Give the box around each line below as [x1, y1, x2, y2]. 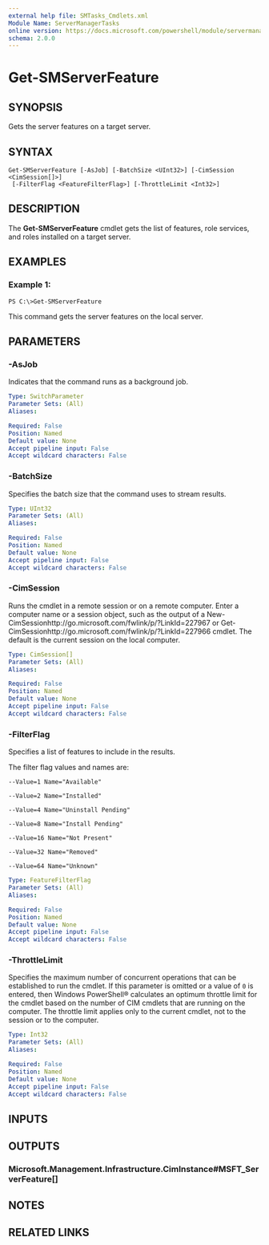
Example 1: [8, 279, 51, 290]
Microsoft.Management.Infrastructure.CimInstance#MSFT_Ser [8, 1164, 259, 1175]
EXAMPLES [8, 255, 66, 269]
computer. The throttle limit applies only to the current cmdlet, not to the [8, 1007, 247, 1016]
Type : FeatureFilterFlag [8, 876, 91, 885]
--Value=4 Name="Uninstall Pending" [8, 806, 130, 814]
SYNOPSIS [8, 100, 63, 114]
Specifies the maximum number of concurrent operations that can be [8, 972, 237, 983]
